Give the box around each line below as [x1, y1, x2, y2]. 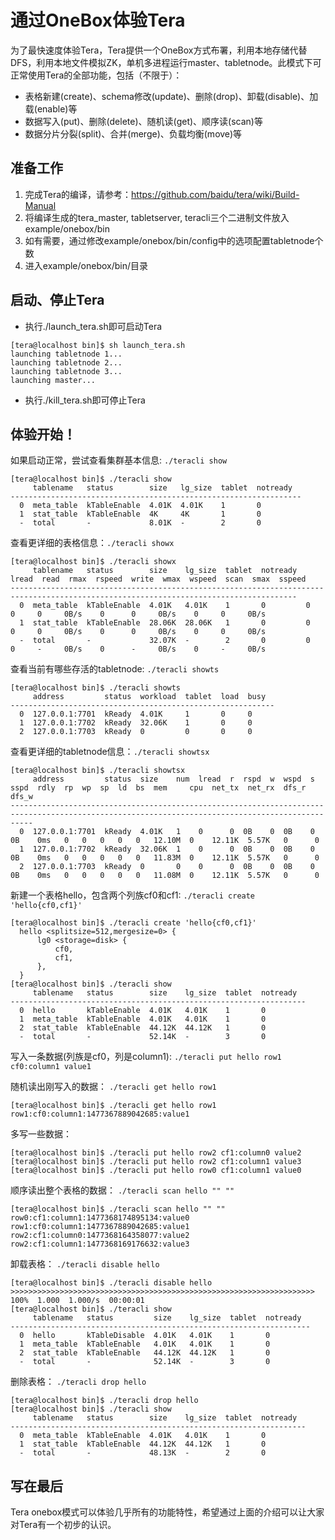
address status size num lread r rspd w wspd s [32, 774, 315, 785]
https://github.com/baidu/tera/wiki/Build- [131, 188, 300, 200]
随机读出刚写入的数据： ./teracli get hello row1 [10, 1081, 217, 1093]
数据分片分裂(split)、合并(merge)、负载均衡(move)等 [24, 127, 243, 140]
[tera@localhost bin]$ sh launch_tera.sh [10, 340, 186, 350]
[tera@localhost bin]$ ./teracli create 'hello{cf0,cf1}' [10, 918, 257, 928]
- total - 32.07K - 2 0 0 [19, 636, 311, 646]
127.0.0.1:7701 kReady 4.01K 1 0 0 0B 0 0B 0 [32, 827, 315, 837]
